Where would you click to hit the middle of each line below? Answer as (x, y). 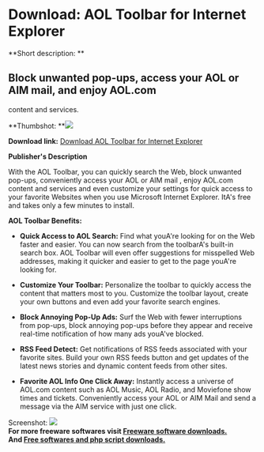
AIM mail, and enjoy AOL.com (82, 90)
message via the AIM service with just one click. (98, 406)
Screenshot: (28, 422)
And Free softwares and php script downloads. (87, 439)
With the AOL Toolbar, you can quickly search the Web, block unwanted (125, 171)
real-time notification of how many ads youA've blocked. (111, 333)
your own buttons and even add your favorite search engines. (120, 301)
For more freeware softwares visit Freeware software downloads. (118, 431)
